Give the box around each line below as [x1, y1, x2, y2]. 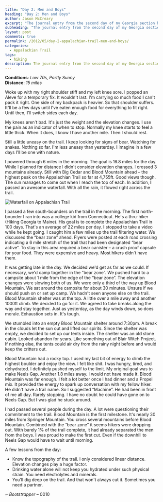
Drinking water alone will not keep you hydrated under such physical [12, 467, 149, 472]
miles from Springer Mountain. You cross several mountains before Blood [5, 416, 152, 423]
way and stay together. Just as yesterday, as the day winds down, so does [5, 306, 154, 312]
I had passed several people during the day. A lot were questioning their [5, 406, 149, 412]
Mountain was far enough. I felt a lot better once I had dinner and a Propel [5, 376, 153, 382]
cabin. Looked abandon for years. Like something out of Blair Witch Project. [5, 336, 156, 342]
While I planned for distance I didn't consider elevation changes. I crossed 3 [5, 164, 157, 170]
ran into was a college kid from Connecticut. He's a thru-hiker [25, 214, 149, 220]
